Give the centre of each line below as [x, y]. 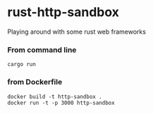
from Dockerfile [35, 82]
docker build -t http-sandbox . [55, 97]
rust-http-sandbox [63, 12]
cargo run [22, 65]
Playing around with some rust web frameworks [77, 32]
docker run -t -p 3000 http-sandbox [61, 102]
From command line [42, 50]
